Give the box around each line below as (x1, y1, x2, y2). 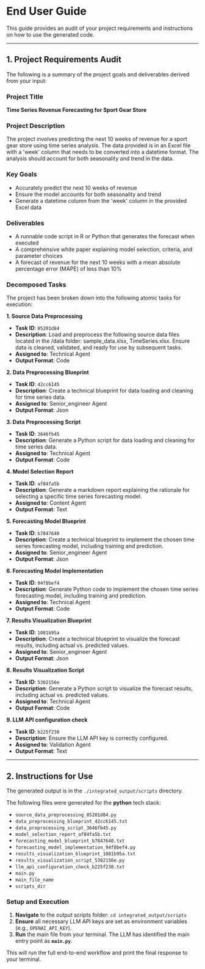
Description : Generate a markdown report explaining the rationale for (15, 486, 190, 494)
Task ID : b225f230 (15, 728, 60, 736)
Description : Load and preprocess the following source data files (15, 331, 180, 338)
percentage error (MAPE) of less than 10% (15, 265, 122, 272)
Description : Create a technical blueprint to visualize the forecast (15, 635, 180, 643)
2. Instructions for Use (6, 771, 93, 781)
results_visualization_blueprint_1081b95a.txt (15, 851, 136, 857)
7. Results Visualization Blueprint (6, 617, 92, 624)
